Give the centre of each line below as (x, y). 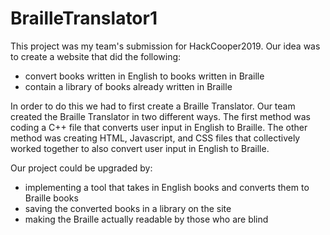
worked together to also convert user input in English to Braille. (140, 148)
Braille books (51, 198)
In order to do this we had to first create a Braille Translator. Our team (153, 106)
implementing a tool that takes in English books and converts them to (167, 187)
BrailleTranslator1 (84, 18)
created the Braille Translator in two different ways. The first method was (161, 116)
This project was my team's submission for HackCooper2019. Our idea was (165, 46)
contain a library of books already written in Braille (128, 86)
